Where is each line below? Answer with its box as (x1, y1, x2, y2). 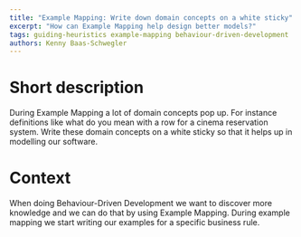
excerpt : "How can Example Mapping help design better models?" (9, 22, 257, 31)
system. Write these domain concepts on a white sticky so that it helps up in (9, 127, 293, 137)
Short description (9, 78, 145, 98)
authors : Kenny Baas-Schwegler (9, 38, 127, 48)
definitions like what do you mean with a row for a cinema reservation (9, 117, 268, 128)
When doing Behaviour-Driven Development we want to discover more (9, 198, 273, 209)
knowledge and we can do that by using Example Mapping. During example (9, 207, 291, 218)
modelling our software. (9, 137, 99, 147)
